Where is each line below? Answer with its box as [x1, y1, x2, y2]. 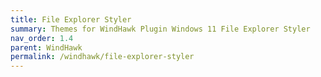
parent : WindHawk [10, 42, 83, 53]
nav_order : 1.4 [10, 33, 74, 43]
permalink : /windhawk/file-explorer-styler [10, 52, 195, 62]
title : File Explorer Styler [10, 14, 132, 25]
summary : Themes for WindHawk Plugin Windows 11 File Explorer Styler [10, 24, 311, 34]
